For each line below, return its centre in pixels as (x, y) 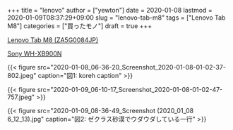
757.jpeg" (21, 97)
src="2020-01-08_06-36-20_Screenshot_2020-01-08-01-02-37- (131, 67)
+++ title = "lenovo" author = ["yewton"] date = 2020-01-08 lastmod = (110, 10)
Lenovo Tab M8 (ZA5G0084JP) (53, 40)
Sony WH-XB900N (35, 53)
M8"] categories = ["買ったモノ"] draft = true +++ (80, 26)
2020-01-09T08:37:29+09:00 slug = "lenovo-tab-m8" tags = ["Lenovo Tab (116, 18)
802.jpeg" (22, 76)
